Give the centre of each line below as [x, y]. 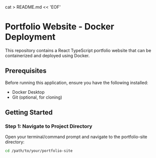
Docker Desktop [28, 92]
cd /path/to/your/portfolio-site [39, 151]
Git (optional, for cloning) [37, 97]
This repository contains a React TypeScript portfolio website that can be [78, 50]
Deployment [30, 37]
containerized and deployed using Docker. [47, 55]
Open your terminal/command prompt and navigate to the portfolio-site [76, 137]
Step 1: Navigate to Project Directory [49, 126]
